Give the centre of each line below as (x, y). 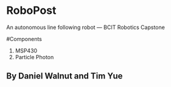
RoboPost (31, 11)
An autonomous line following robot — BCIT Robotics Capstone (86, 27)
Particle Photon (34, 57)
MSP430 (26, 50)
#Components (24, 39)
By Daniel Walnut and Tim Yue (65, 76)
